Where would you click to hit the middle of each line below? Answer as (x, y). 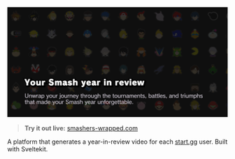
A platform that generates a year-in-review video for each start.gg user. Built (117, 142)
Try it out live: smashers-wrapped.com (81, 128)
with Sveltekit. (28, 149)
